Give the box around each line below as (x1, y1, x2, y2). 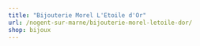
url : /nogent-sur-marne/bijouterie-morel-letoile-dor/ (8, 19, 193, 27)
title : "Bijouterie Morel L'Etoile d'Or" (8, 11, 147, 19)
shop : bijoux (8, 26, 51, 34)
